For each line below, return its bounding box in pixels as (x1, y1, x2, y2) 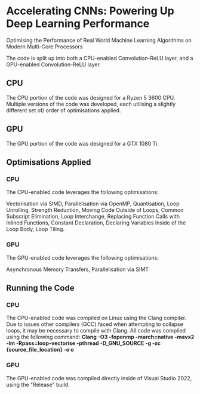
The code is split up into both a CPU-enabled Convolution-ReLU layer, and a (6, 54, 193, 61)
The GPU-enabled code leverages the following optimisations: (6, 254, 159, 261)
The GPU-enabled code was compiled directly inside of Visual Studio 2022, (6, 374, 192, 381)
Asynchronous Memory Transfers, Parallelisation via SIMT (6, 266, 149, 273)
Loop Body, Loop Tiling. (6, 226, 64, 233)
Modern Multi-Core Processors (6, 43, 83, 50)
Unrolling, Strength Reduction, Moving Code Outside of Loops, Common (6, 207, 184, 214)
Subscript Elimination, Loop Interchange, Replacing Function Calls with (6, 213, 180, 220)
